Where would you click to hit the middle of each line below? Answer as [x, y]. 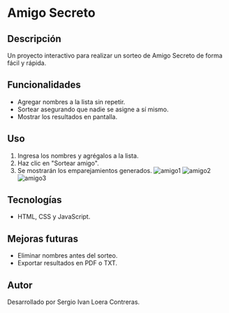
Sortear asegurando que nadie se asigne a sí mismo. [93, 109]
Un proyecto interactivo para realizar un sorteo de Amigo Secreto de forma [115, 55]
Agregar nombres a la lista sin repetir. [71, 102]
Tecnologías [35, 200]
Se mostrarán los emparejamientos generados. [84, 170]
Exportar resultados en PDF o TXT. [67, 263]
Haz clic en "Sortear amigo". [58, 163]
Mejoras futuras [43, 238]
